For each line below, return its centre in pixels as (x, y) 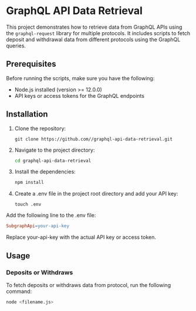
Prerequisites (31, 64)
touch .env (28, 204)
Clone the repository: (40, 128)
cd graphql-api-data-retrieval (53, 160)
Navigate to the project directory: (55, 150)
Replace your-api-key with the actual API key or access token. (81, 237)
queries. (16, 46)
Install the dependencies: (45, 172)
